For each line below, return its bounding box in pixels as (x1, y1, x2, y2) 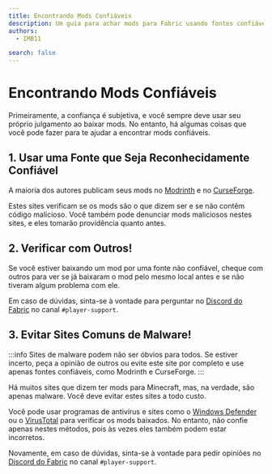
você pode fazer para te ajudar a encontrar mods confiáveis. (8, 128, 210, 138)
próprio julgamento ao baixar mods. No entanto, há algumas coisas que (8, 119, 247, 129)
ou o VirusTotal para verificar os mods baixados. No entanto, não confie (8, 415, 249, 425)
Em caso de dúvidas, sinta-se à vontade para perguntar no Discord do (8, 296, 243, 306)
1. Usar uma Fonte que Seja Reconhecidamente (8, 151, 250, 165)
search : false (8, 49, 57, 57)
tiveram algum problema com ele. (8, 280, 120, 290)
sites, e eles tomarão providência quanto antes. (8, 218, 167, 227)
